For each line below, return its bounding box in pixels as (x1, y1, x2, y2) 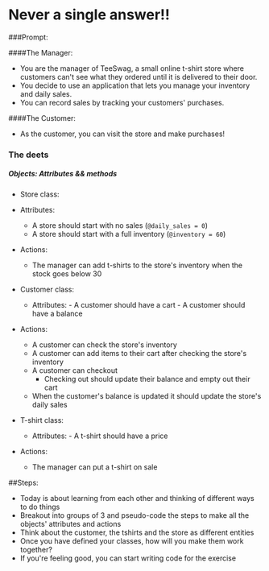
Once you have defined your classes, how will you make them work (19, 536, 244, 545)
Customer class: (19, 284, 75, 294)
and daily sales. (19, 89, 72, 98)
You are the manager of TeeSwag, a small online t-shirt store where (19, 63, 244, 73)
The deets (8, 149, 49, 160)
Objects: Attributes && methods (8, 169, 118, 179)
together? (19, 544, 52, 554)
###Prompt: (8, 32, 48, 42)
